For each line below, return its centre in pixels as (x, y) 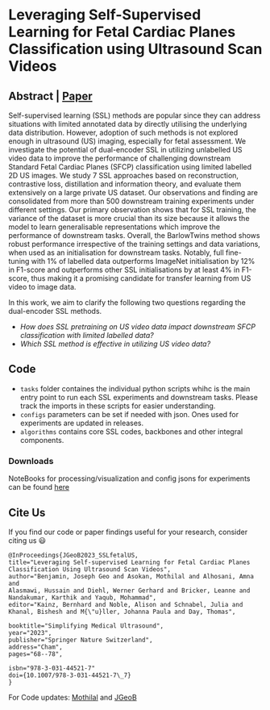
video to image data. (42, 287)
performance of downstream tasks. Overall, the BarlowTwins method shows (134, 235)
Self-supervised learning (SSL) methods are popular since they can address (135, 115)
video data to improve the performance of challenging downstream (120, 158)
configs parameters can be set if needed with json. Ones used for (129, 414)
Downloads (31, 461)
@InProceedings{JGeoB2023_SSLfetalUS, (73, 555)
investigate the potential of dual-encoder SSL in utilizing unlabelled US (126, 150)
